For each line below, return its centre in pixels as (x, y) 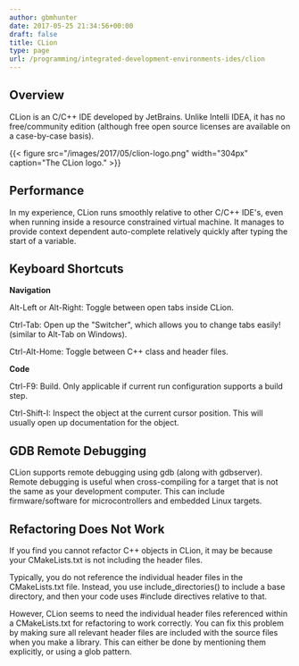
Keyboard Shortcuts (66, 269)
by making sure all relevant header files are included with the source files (144, 633)
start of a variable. (43, 240)
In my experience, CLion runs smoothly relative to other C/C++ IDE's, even (146, 212)
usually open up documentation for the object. (95, 423)
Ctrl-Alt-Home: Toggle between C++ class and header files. (119, 352)
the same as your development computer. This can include (117, 492)
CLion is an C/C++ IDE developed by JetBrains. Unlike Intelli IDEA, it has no (147, 116)
